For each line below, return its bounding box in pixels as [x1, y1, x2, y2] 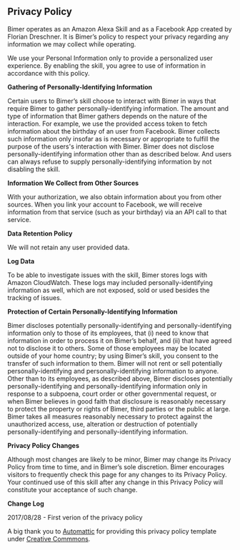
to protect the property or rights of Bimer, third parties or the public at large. [7, 404, 231, 413]
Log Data [7, 256, 35, 265]
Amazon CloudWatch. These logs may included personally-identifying [7, 278, 213, 286]
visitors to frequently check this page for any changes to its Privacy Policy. [7, 470, 227, 479]
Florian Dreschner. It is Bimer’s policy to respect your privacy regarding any [7, 32, 229, 41]
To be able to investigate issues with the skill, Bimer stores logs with [7, 271, 208, 279]
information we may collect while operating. [7, 39, 136, 49]
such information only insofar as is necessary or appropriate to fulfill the [7, 134, 220, 143]
